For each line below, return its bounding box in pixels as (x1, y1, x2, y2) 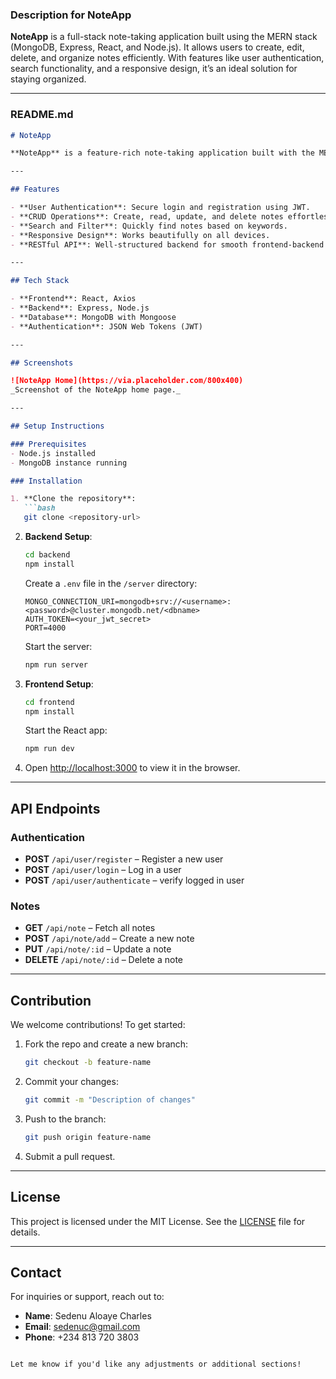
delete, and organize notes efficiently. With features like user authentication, (10, 52, 325, 64)
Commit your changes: (24, 1076, 119, 1088)
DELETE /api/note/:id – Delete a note (24, 954, 184, 966)
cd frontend (24, 697, 75, 707)
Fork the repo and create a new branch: (24, 1038, 189, 1050)
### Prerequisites (10, 439, 87, 449)
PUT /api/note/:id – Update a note (24, 943, 172, 955)
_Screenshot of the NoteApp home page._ (10, 385, 182, 395)
